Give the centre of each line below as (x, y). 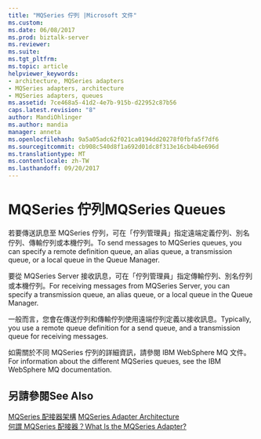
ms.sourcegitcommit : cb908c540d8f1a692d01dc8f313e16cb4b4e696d (114, 147)
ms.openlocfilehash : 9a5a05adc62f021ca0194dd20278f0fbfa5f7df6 (114, 139)
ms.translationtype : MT (47, 154)
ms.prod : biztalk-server (49, 37)
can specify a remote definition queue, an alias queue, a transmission (120, 251)
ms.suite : (24, 52)
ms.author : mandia (38, 125)
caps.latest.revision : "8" (52, 111)
